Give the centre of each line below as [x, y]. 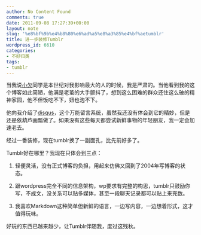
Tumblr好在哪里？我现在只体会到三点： [54, 153]
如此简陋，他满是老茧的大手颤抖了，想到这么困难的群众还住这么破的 [106, 93]
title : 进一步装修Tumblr [35, 39]
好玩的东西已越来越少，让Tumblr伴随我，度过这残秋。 [72, 226]
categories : [21, 51]
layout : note [22, 28]
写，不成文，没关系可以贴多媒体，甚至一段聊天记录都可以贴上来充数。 [101, 193]
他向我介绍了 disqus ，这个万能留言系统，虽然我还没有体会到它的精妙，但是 [98, 113]
